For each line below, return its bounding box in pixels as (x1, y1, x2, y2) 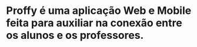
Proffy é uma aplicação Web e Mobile (6, 4, 192, 17)
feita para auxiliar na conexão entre (6, 16, 182, 30)
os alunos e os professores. (6, 29, 144, 42)
